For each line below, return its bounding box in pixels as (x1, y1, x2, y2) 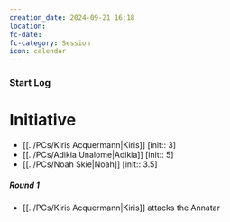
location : (9, 22, 47, 31)
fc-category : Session (9, 38, 91, 48)
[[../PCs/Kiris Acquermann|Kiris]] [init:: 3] (22, 139, 177, 150)
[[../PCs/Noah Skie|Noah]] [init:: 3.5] (22, 159, 158, 170)
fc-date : (9, 30, 42, 39)
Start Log (9, 77, 51, 89)
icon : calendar (9, 47, 67, 56)
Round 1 (9, 180, 41, 190)
